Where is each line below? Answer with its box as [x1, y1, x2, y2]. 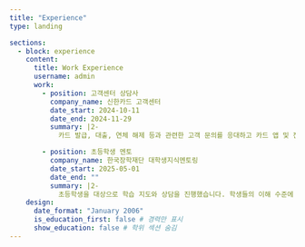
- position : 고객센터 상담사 [42, 88, 139, 98]
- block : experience [17, 46, 95, 55]
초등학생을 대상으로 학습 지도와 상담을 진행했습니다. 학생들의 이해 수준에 [57, 190, 294, 199]
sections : [9, 38, 47, 47]
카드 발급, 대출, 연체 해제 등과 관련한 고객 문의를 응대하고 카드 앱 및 [57, 131, 290, 141]
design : [25, 198, 54, 207]
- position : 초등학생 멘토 [42, 147, 133, 157]
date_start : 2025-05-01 [49, 164, 141, 173]
